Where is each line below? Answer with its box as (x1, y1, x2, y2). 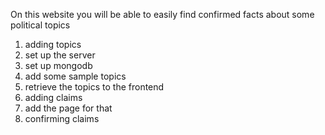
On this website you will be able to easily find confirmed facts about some (10, 9, 315, 20)
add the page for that (24, 102, 113, 114)
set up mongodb (24, 60, 93, 71)
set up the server (24, 49, 96, 61)
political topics (10, 19, 71, 31)
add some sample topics (24, 70, 127, 82)
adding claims (24, 92, 83, 103)
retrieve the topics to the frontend (24, 81, 165, 93)
